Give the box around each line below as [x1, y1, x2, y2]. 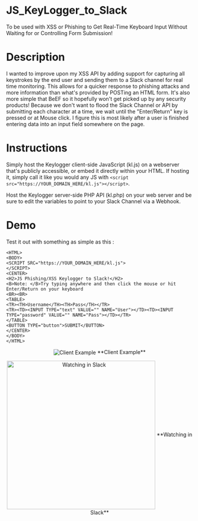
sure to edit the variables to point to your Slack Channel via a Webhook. [6, 197, 181, 205]
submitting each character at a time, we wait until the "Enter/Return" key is [6, 108, 189, 115]
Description [6, 50, 65, 64]
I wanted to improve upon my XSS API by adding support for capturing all [6, 70, 185, 77]
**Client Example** [97, 348, 146, 355]
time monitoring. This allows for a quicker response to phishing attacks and [6, 83, 190, 90]
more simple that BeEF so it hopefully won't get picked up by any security [6, 95, 187, 102]
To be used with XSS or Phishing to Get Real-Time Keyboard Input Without [6, 23, 188, 30]
